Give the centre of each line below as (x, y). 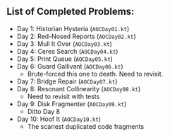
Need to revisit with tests (63, 96)
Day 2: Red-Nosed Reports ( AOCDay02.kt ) (77, 36)
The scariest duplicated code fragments (86, 126)
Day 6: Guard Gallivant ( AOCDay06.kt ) (70, 66)
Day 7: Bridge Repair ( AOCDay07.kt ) (67, 81)
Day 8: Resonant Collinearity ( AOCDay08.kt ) (79, 88)
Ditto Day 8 (44, 111)
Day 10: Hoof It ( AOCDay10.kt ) (59, 119)
